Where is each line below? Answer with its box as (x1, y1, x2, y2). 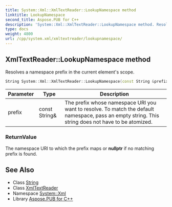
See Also (5, 165, 34, 175)
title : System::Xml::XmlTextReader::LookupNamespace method (5, 7, 137, 13)
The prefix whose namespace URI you (64, 99, 157, 106)
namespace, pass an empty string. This (64, 111, 160, 119)
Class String (12, 179, 39, 185)
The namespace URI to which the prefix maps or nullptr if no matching (5, 145, 155, 152)
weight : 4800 (5, 31, 33, 36)
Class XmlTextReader (12, 184, 58, 191)
